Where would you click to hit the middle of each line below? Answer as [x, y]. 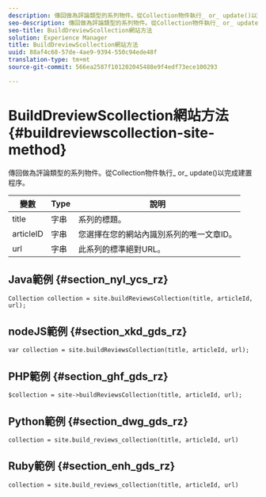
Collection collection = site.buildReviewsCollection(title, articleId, [131, 298]
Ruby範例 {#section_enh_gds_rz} [92, 467]
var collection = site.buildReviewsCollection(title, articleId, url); [129, 350]
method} [38, 149]
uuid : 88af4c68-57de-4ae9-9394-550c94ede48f [83, 52]
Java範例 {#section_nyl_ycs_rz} [88, 280]
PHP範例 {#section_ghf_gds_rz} [88, 376]
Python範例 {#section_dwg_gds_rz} [98, 421]
